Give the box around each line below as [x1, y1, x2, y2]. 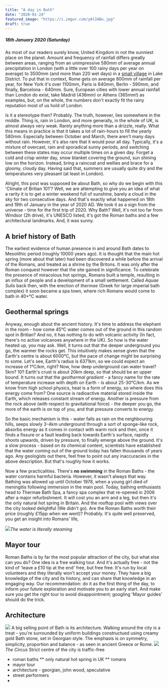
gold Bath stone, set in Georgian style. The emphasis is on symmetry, [5, 635, 148, 641]
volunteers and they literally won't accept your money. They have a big [5, 570, 151, 576]
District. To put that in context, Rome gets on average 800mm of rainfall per [5, 76, 161, 82]
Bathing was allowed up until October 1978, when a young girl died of [5, 478, 148, 484]
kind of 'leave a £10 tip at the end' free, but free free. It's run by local [5, 564, 147, 570]
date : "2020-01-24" [5, 12, 46, 17]
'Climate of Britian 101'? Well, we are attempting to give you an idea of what [5, 186, 160, 192]
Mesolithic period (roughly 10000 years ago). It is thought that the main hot [5, 251, 160, 257]
